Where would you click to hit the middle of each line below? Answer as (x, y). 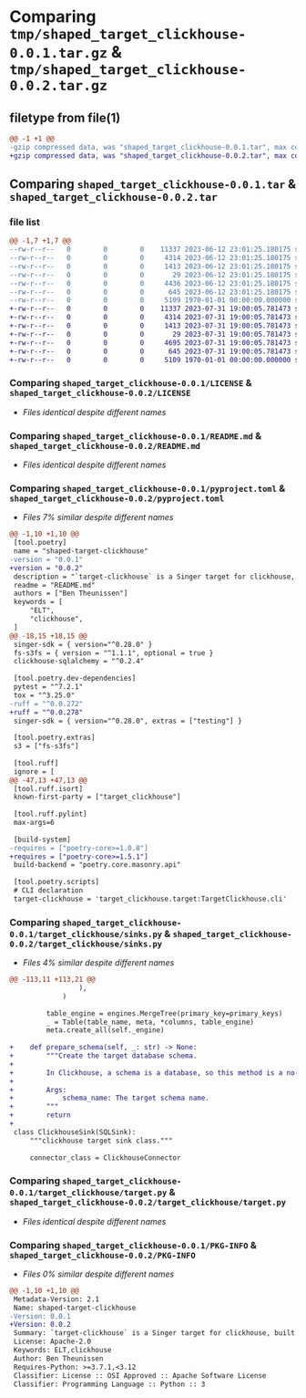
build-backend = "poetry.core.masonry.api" (97, 865)
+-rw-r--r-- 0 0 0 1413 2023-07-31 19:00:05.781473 (150, 326)
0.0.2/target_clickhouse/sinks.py (86, 944)
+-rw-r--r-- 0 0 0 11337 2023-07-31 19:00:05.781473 (150, 309)
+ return (40, 1115)
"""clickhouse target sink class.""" (101, 1141)
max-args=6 (34, 823)
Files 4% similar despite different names (98, 963)
